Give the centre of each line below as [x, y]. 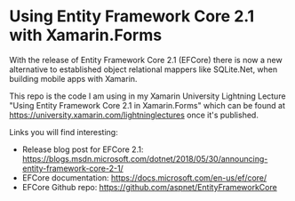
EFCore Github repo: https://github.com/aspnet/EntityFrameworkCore [149, 187]
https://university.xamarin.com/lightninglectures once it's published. [134, 115]
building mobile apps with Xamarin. [73, 78]
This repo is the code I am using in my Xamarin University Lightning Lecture [147, 96]
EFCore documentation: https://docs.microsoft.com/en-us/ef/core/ [144, 177]
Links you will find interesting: [64, 132]
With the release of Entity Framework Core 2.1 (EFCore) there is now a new [146, 60]
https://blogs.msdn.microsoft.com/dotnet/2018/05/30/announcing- [145, 158]
